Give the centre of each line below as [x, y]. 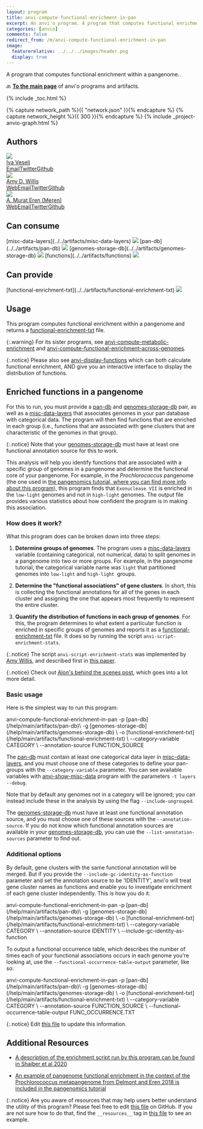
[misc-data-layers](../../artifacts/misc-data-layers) [69, 241]
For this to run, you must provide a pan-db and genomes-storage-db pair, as [101, 406]
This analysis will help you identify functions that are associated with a [94, 462]
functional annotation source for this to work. [63, 451]
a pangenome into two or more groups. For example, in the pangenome [104, 561]
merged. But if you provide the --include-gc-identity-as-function [90, 874]
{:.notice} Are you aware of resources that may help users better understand [101, 1101]
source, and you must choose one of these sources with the [81, 819]
